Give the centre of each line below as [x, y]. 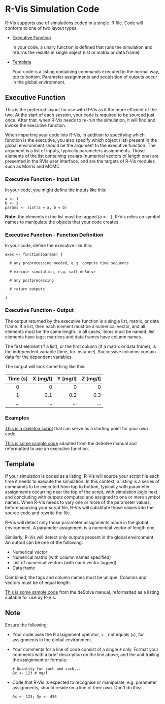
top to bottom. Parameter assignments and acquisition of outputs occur [85, 77]
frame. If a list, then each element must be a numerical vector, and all [75, 326]
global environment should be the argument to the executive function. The [81, 145]
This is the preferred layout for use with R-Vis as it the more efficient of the [81, 109]
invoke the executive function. [36, 125]
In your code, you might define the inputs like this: [56, 190]
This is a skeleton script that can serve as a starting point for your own [77, 428]
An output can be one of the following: [44, 542]
